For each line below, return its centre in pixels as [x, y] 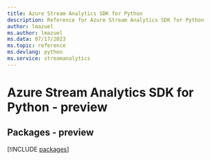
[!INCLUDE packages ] [38, 149]
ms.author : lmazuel [35, 33]
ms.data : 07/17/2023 [37, 39]
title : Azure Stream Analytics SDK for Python [75, 13]
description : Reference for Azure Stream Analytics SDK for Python [106, 20]
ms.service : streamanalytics [49, 59]
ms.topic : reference [37, 46]
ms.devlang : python [35, 52]
